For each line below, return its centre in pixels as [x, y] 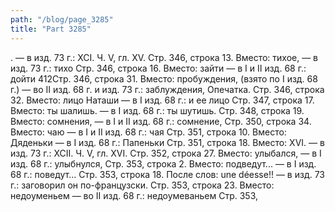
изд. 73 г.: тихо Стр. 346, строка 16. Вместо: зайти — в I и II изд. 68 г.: [158, 68]
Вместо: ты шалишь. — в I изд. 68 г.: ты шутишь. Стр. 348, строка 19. [157, 110]
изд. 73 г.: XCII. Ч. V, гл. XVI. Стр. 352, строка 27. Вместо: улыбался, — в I [166, 153]
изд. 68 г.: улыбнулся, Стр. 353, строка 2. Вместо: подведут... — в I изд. [163, 163]
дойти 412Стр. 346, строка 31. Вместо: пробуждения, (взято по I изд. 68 [164, 78]
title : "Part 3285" [51, 29]
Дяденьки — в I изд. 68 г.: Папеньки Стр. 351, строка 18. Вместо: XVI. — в [167, 142]
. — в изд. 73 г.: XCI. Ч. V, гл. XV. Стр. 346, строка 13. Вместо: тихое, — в [164, 57]
